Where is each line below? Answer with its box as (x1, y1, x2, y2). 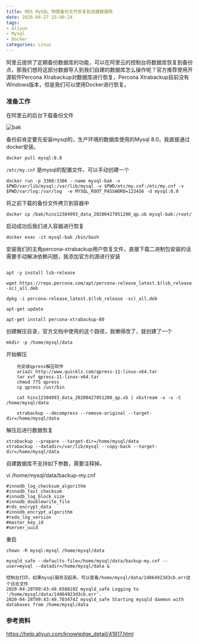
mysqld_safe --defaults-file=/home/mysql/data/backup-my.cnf (6, 558, 161, 564)
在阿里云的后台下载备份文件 (6, 112, 74, 119)
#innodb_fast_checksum (6, 488, 62, 495)
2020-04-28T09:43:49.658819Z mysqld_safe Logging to (6, 586, 139, 593)
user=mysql (6, 564, 33, 570)
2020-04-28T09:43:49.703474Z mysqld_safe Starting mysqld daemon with (6, 597, 184, 603)
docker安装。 (6, 143, 39, 151)
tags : (6, 20, 20, 25)
